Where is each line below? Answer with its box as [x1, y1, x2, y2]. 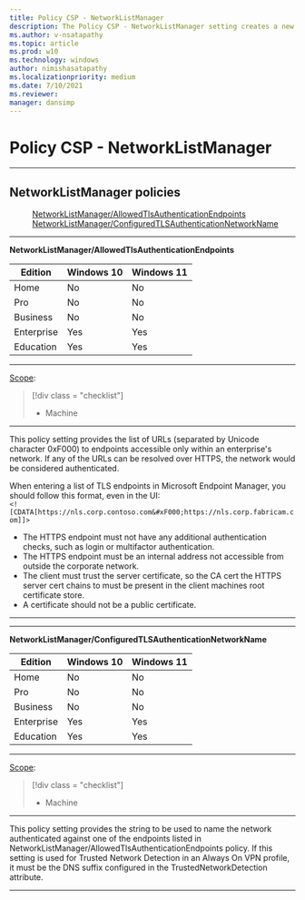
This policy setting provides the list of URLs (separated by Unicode [9, 434, 260, 445]
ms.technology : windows [9, 56, 100, 65]
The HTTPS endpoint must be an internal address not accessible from [22, 551, 284, 562]
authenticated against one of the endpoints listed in [9, 834, 202, 844]
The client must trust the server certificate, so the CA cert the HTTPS [22, 571, 281, 581]
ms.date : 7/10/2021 [9, 81, 84, 90]
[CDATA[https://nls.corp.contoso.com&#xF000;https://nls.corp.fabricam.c [9, 508, 295, 517]
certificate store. [22, 590, 84, 601]
